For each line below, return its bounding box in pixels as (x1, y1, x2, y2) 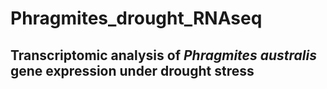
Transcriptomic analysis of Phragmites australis (10, 47, 317, 64)
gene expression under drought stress (10, 62, 255, 79)
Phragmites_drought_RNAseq (10, 7, 263, 30)
